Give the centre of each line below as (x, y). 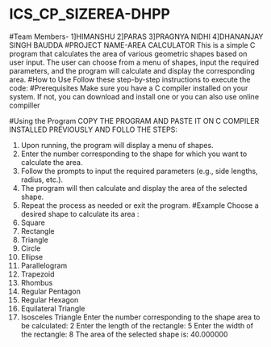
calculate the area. (52, 162)
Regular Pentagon (51, 291)
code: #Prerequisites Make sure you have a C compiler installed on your (129, 88)
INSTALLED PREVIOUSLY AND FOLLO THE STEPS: (94, 129)
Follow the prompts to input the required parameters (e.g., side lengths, (139, 171)
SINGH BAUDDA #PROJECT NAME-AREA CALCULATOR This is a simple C (132, 44)
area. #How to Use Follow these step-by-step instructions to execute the (130, 79)
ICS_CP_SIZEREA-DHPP (90, 14)
